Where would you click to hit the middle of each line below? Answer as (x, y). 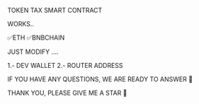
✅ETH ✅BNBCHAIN (36, 37)
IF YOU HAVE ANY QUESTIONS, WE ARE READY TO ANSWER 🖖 (100, 79)
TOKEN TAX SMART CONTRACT (55, 10)
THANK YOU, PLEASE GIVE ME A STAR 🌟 (67, 93)
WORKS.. (21, 24)
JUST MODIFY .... (33, 52)
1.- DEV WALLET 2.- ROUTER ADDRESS (65, 65)
